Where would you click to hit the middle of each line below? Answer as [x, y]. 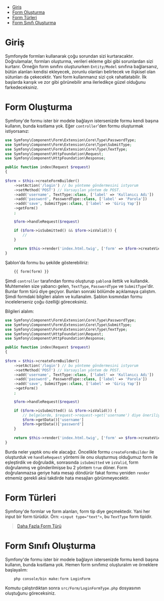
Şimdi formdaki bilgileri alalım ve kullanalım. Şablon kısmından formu [74, 297]
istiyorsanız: [17, 131]
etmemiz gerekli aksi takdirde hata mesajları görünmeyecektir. [67, 478]
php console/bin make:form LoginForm [52, 579]
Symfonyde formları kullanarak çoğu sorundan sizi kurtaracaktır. [70, 56]
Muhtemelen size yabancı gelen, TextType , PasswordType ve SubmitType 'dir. [80, 286]
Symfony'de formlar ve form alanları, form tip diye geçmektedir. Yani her [78, 511]
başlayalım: [16, 570]
